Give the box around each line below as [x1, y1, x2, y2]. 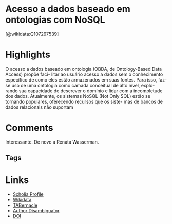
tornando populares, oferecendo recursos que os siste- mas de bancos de [5, 98, 163, 105]
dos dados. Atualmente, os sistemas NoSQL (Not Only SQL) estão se [5, 93, 150, 99]
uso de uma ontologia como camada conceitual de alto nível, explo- [11, 82, 155, 88]
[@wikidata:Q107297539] [5, 31, 59, 37]
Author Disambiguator [12, 208, 60, 214]
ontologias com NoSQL [5, 14, 105, 26]
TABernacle [12, 202, 37, 208]
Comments [5, 122, 53, 134]
